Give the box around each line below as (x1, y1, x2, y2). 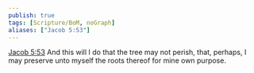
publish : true (8, 11, 56, 20)
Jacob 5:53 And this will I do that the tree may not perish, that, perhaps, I (8, 48, 247, 57)
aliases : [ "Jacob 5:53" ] (8, 26, 90, 34)
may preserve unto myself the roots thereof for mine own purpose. (8, 56, 226, 65)
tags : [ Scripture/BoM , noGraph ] (8, 19, 115, 27)
